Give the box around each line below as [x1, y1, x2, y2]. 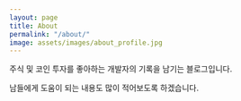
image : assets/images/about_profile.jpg [9, 38, 164, 47]
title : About [9, 21, 58, 30]
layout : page [9, 13, 58, 22]
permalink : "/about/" [9, 29, 91, 38]
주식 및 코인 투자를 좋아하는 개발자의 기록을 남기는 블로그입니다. [9, 63, 233, 74]
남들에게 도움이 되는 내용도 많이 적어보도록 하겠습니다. [9, 82, 200, 94]
